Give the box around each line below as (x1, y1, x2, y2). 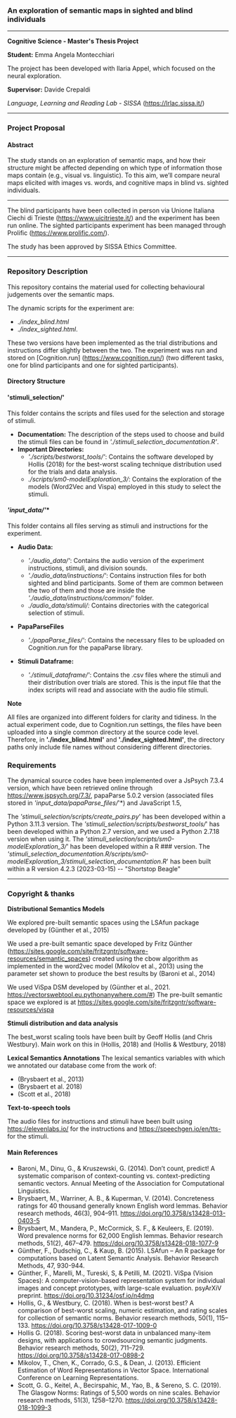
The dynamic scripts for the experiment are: (7, 303, 135, 312)
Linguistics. (17, 1186, 51, 1195)
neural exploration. (7, 72, 62, 80)
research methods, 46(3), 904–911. (17, 1209, 119, 1217)
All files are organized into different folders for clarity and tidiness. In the (7, 713, 217, 721)
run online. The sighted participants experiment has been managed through (7, 221, 226, 230)
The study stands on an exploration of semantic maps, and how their (7, 156, 206, 165)
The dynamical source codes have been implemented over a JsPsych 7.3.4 (7, 776, 224, 785)
